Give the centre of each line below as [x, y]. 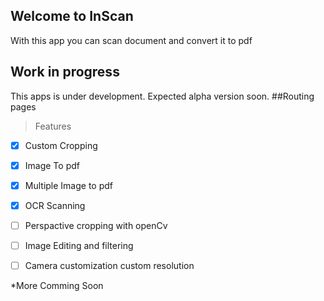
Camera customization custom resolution [109, 265]
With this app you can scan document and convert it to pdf [131, 40]
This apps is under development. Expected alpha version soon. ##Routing [162, 96]
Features [53, 126]
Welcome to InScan [72, 16]
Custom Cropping [61, 145]
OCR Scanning [55, 205]
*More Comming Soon [57, 286]
